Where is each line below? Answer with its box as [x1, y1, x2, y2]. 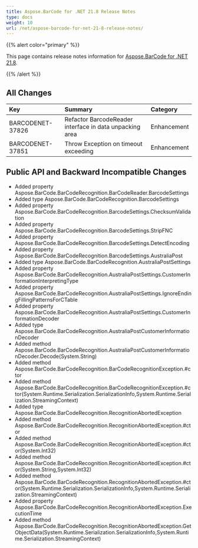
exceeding [64, 147, 94, 156]
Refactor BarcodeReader [64, 115, 133, 124]
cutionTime [14, 510, 42, 517]
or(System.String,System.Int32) [14, 466, 92, 473]
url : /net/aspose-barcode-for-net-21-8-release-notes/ [6, 25, 144, 31]
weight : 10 [6, 20, 33, 25]
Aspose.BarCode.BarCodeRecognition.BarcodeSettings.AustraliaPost [14, 252, 183, 259]
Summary [64, 105, 93, 114]
